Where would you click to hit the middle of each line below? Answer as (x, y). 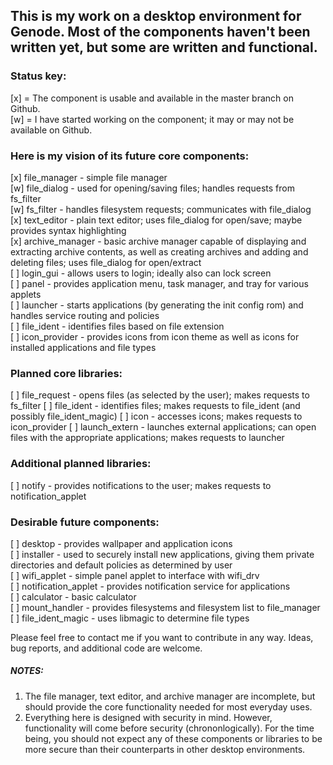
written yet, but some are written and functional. (164, 47)
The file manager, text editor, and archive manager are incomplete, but (170, 696)
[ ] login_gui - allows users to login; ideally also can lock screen (141, 273)
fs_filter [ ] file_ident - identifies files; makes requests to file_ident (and (155, 406)
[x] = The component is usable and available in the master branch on (152, 98)
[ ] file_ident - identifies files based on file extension (117, 326)
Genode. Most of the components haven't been (160, 32)
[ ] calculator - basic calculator (73, 596)
